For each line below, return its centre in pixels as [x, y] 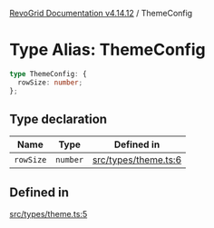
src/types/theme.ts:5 [49, 214]
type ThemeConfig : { [49, 74]
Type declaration [58, 119]
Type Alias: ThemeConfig [107, 50]
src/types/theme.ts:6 [137, 160]
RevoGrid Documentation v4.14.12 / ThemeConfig [101, 13]
